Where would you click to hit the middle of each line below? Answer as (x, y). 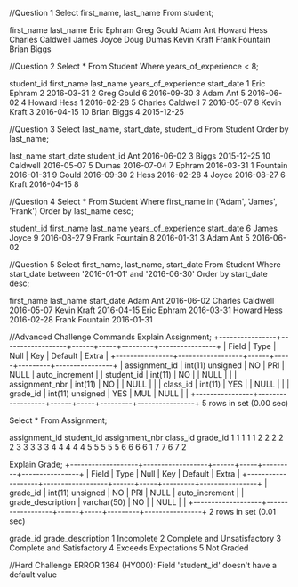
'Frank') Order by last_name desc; (72, 211)
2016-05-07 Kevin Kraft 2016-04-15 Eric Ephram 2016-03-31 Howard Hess (146, 310)
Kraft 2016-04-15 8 (44, 184)
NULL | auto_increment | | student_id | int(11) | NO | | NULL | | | (123, 375)
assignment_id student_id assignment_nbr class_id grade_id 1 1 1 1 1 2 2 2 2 (146, 437)
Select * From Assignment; (58, 420)
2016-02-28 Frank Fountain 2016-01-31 (81, 319)
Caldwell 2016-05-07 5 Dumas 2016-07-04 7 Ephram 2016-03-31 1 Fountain (149, 165)
